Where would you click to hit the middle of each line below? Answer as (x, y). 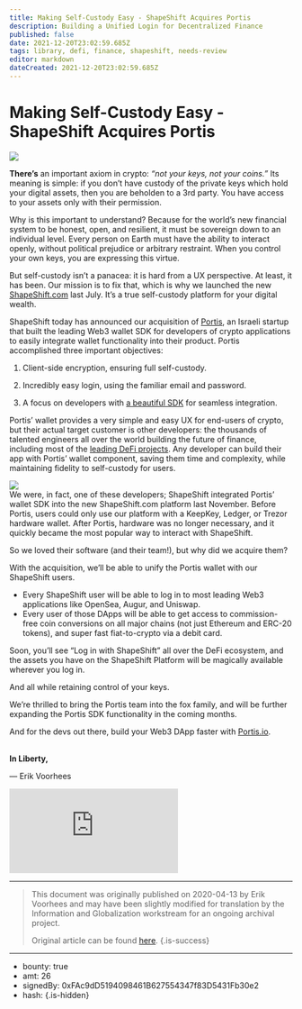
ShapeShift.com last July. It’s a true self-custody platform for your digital (143, 295)
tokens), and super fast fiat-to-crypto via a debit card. (122, 632)
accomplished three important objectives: (86, 350)
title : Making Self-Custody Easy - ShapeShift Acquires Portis (130, 18)
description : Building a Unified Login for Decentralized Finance (136, 26)
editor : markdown (42, 59)
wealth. (23, 304)
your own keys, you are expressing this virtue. (94, 258)
